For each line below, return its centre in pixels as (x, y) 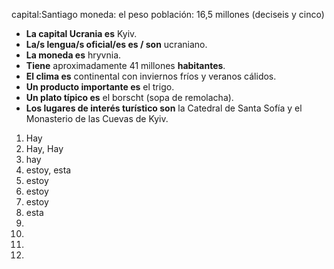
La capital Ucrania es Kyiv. (81, 33)
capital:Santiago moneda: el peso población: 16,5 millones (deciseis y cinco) (168, 14)
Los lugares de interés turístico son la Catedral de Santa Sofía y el (164, 108)
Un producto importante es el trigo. (100, 87)
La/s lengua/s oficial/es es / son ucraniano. (116, 44)
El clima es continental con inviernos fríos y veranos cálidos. (151, 76)
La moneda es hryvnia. (73, 55)
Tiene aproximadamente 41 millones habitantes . (125, 65)
